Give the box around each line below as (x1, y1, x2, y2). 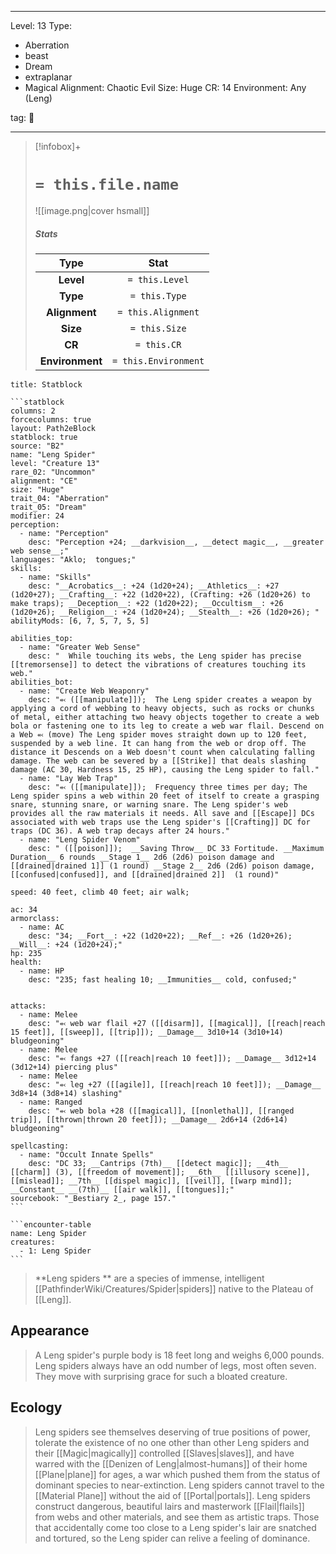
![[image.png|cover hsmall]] (34, 204, 150, 216)
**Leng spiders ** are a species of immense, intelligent (34, 1272, 265, 1284)
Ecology (10, 1399, 63, 1416)
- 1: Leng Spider (19, 1246, 92, 1256)
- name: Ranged (19, 1097, 83, 1107)
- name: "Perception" (19, 528, 110, 538)
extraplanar (24, 71, 73, 83)
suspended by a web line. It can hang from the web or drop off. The (10, 738, 307, 748)
